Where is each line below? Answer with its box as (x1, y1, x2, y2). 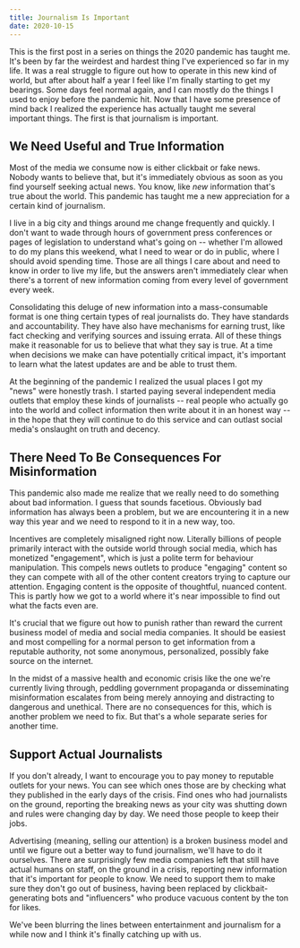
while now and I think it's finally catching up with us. (9, 928, 201, 939)
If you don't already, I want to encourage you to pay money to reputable (9, 770, 275, 780)
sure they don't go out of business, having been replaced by (9, 883, 232, 893)
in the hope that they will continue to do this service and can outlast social (9, 414, 283, 426)
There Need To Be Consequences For (9, 450, 222, 465)
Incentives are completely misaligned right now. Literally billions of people (9, 534, 282, 545)
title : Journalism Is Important (9, 13, 130, 22)
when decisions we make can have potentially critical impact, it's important (9, 349, 287, 360)
